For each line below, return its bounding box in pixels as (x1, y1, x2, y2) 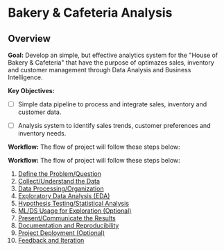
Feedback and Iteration (17, 236, 85, 245)
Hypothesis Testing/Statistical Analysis (17, 200, 130, 208)
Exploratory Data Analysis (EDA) (17, 192, 110, 200)
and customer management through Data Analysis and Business (8, 66, 191, 74)
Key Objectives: (8, 87, 55, 95)
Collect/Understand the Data (17, 177, 100, 186)
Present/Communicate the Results (17, 214, 117, 222)
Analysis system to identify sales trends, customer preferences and (17, 122, 211, 130)
